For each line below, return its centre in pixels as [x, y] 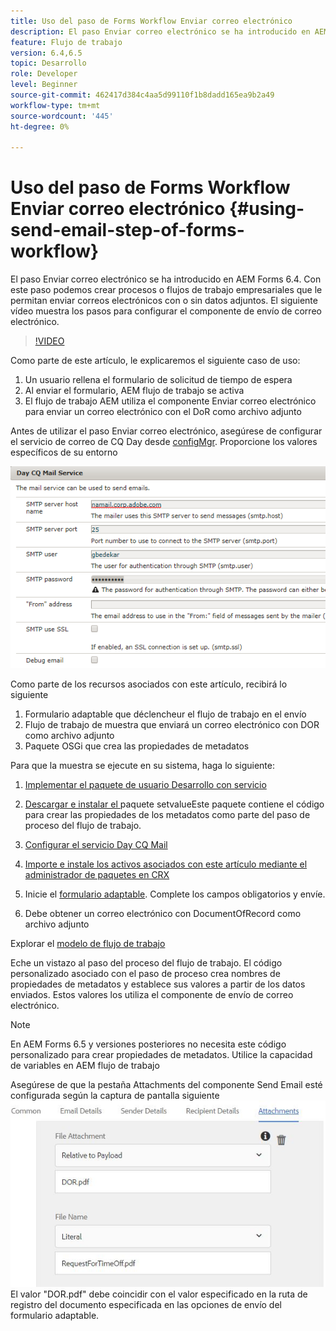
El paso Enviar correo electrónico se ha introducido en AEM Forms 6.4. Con [166, 279]
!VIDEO [49, 341]
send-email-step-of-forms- [127, 230]
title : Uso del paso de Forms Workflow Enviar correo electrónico [151, 21]
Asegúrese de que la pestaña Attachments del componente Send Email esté [166, 1084]
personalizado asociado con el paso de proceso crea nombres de [145, 973]
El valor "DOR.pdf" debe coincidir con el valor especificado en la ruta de [159, 1294]
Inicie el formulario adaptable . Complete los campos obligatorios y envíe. [175, 894]
